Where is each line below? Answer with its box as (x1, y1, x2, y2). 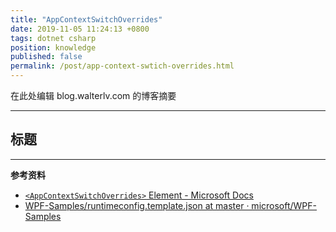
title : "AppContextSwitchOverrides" (10, 14, 163, 25)
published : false (10, 52, 83, 62)
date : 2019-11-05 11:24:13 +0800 (10, 24, 150, 34)
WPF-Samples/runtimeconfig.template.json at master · (24, 199, 250, 211)
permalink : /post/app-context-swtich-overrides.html (10, 61, 235, 71)
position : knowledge (10, 42, 97, 53)
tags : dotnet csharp (10, 33, 97, 43)
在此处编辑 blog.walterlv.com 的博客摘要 (10, 90, 177, 101)
